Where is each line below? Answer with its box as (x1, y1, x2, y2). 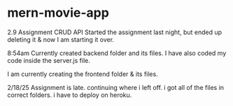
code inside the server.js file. (7, 56, 91, 64)
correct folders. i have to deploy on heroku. (7, 91, 132, 99)
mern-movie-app (7, 5, 110, 21)
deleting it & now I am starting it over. (7, 35, 114, 43)
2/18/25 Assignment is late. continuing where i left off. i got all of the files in (7, 83, 225, 91)
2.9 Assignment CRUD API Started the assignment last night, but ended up (7, 28, 223, 36)
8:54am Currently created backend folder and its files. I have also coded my (7, 49, 227, 57)
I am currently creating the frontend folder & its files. (7, 70, 159, 78)
